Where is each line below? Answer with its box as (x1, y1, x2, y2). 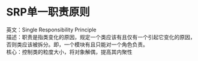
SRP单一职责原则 (6, 5, 90, 19)
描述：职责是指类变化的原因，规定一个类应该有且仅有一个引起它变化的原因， (6, 33, 196, 40)
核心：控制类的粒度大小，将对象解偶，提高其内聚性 (6, 48, 133, 55)
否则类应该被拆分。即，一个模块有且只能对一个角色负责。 (6, 41, 148, 48)
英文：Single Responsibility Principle (6, 26, 97, 33)
